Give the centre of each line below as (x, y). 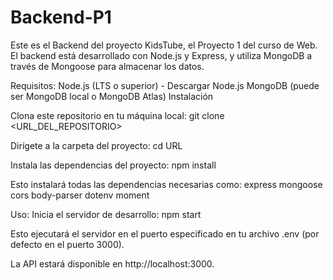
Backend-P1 (61, 17)
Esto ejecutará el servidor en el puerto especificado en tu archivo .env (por (165, 233)
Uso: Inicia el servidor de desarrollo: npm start (106, 214)
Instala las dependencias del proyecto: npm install (113, 165)
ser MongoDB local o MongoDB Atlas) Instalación (112, 96)
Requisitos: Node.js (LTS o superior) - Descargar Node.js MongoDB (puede (165, 85)
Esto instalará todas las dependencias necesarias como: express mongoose (166, 184)
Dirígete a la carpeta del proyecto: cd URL (96, 145)
